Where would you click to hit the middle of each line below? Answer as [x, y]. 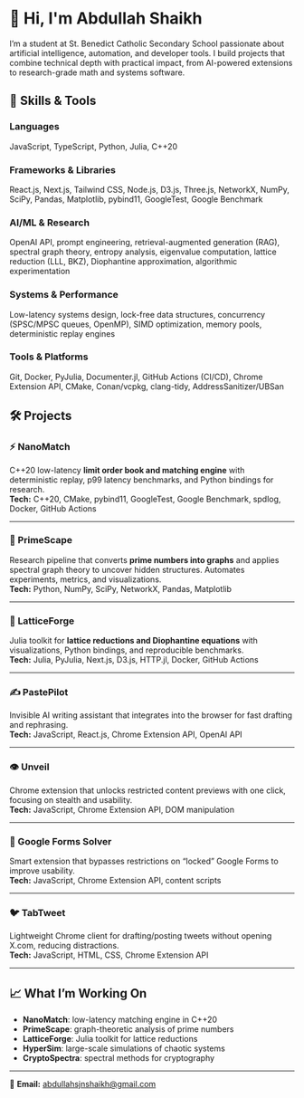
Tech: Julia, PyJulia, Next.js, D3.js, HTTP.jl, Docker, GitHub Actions [134, 660]
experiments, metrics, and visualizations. [85, 579]
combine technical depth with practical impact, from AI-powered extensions [151, 62]
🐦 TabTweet [38, 912]
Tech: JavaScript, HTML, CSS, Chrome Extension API [109, 955]
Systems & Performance [64, 295]
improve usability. [42, 870]
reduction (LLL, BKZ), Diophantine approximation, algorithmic [123, 262]
